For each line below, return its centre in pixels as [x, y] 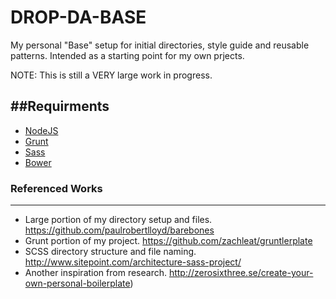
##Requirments [60, 106]
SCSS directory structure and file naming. [110, 252]
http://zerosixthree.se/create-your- [241, 273]
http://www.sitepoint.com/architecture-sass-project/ [133, 262]
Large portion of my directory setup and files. [118, 220]
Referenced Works [56, 188]
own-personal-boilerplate [77, 283]
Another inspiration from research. [95, 273]
